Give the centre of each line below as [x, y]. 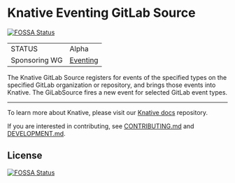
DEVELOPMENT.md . [36, 133]
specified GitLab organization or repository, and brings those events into [112, 85]
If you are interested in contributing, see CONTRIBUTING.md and [101, 126]
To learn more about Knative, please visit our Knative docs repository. [108, 112]
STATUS [24, 48]
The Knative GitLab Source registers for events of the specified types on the [117, 77]
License [25, 156]
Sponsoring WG [37, 60]
